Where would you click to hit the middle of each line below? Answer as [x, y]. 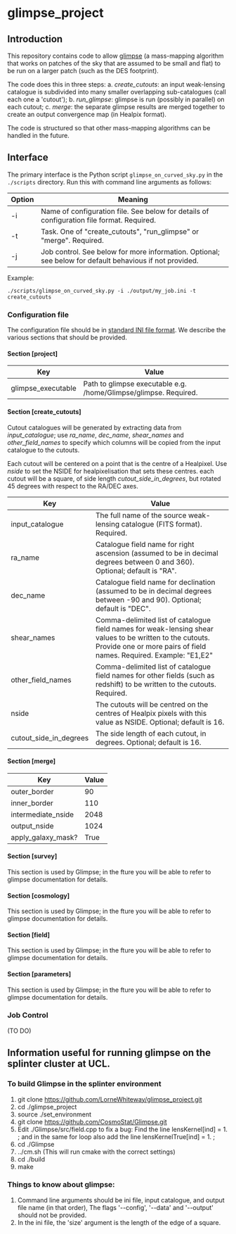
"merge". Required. [72, 240]
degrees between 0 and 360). [145, 562]
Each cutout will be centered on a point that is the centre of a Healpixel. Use [117, 463]
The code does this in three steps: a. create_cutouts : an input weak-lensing [116, 84]
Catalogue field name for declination [155, 582]
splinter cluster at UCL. [59, 1064]
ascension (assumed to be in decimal [157, 553]
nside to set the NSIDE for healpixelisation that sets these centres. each [111, 471]
